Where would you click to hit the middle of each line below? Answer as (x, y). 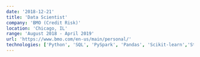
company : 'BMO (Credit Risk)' (44, 23)
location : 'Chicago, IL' (37, 28)
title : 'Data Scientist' (37, 17)
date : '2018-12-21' (30, 12)
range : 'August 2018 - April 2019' (50, 34)
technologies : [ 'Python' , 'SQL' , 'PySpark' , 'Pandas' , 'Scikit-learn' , (97, 45)
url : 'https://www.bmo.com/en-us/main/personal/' (69, 39)
